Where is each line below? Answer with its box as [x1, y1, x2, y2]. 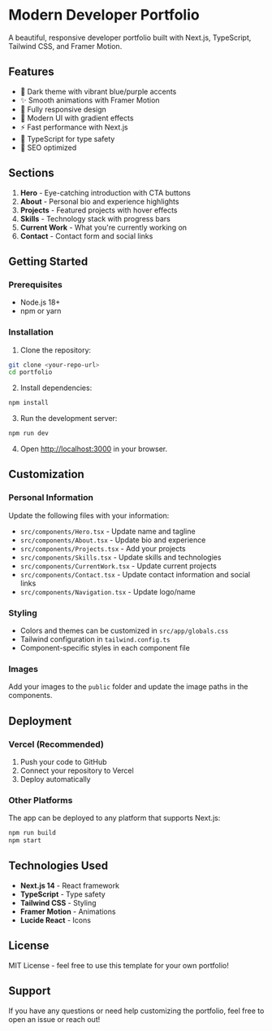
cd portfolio [8, 368, 53, 376]
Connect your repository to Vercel [19, 766, 134, 775]
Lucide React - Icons [19, 915, 92, 925]
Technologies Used [8, 859, 108, 873]
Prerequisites [8, 279, 63, 290]
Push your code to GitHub [19, 757, 107, 767]
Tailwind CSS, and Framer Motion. [8, 41, 123, 50]
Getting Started [8, 254, 89, 268]
